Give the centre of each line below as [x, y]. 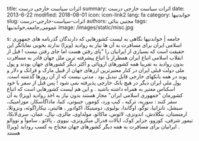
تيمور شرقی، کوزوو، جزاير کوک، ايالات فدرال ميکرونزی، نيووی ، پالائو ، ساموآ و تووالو [100, 120]
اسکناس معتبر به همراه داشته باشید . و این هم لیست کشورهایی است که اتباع [91, 89]
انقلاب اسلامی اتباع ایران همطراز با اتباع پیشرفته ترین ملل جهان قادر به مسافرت [95, 58]
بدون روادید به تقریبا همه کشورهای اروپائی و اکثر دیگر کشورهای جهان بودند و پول [95, 64]
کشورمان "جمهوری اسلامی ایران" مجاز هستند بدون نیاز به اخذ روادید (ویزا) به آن [95, 95]
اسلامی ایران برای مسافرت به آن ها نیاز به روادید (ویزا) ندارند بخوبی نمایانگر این [94, 45]
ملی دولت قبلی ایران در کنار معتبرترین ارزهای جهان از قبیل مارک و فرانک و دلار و [96, 70]
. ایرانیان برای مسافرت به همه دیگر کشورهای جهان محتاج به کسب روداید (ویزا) [93, 127]
